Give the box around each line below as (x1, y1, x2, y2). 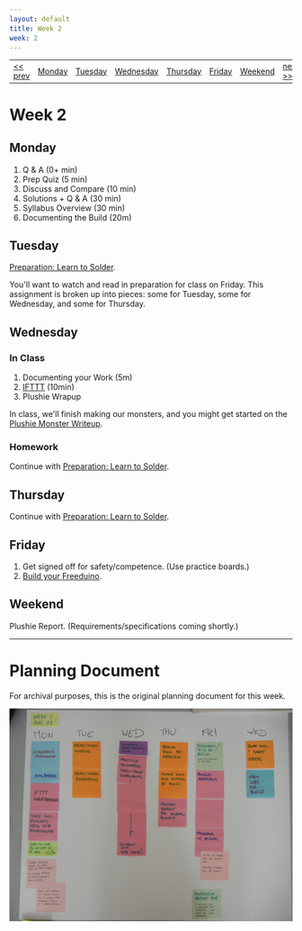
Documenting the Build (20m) (22, 212, 132, 222)
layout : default (9, 14, 70, 23)
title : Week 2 (9, 23, 63, 33)
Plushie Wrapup (22, 392, 82, 402)
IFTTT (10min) (22, 382, 75, 393)
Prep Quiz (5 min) (22, 174, 88, 185)
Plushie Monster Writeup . (9, 419, 103, 429)
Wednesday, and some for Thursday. (9, 298, 147, 310)
